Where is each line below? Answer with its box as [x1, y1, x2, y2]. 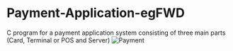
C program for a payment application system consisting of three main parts [6, 28, 226, 37]
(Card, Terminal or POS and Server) [6, 35, 110, 44]
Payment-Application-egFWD [6, 5, 186, 21]
